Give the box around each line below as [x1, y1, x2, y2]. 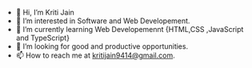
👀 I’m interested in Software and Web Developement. [15, 16, 190, 26]
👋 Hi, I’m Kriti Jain [15, 8, 74, 17]
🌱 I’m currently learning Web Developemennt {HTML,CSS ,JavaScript [15, 25, 244, 34]
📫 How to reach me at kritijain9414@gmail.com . [15, 50, 175, 60]
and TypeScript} [15, 33, 70, 42]
